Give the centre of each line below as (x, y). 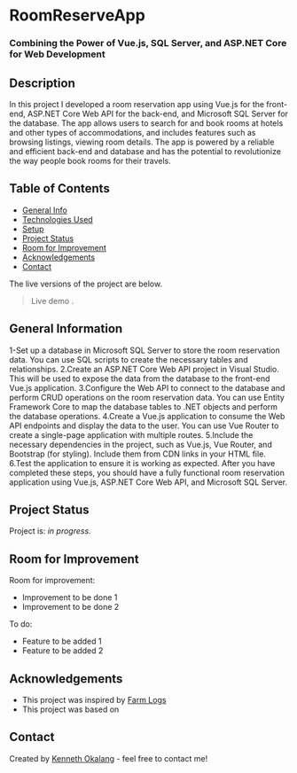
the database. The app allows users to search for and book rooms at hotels (146, 123)
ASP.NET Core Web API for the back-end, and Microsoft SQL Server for (157, 113)
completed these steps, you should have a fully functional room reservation (147, 472)
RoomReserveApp (78, 16)
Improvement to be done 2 (70, 607)
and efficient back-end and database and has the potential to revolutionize (145, 151)
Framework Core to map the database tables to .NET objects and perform (143, 406)
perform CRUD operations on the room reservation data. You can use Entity (147, 397)
